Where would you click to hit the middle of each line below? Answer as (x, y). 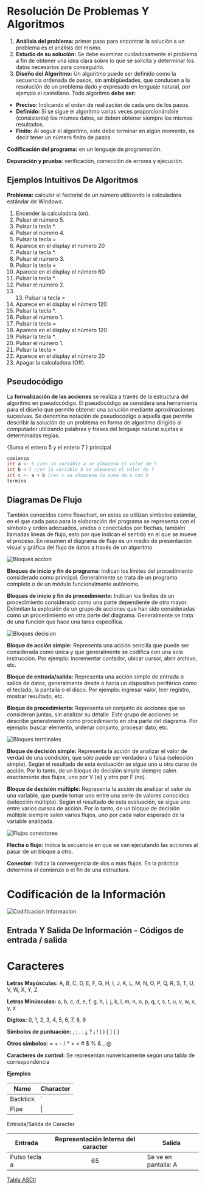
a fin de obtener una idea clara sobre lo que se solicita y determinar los (105, 60)
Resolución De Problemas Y (78, 11)
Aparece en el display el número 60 (60, 271)
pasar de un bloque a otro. (40, 851)
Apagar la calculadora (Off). (50, 362)
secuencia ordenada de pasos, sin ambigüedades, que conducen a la (103, 80)
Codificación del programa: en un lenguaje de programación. (84, 149)
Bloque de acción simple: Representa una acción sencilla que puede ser (98, 645)
